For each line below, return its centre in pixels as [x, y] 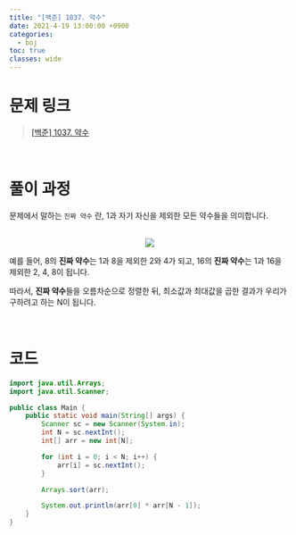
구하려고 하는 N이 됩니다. [53, 302]
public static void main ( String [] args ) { [105, 416]
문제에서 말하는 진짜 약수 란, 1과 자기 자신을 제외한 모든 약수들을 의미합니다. [139, 215]
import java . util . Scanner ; [59, 391]
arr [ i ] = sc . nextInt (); [101, 465]
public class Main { [48, 407]
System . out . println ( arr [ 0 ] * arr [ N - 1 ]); [121, 506]
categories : [31, 34]
